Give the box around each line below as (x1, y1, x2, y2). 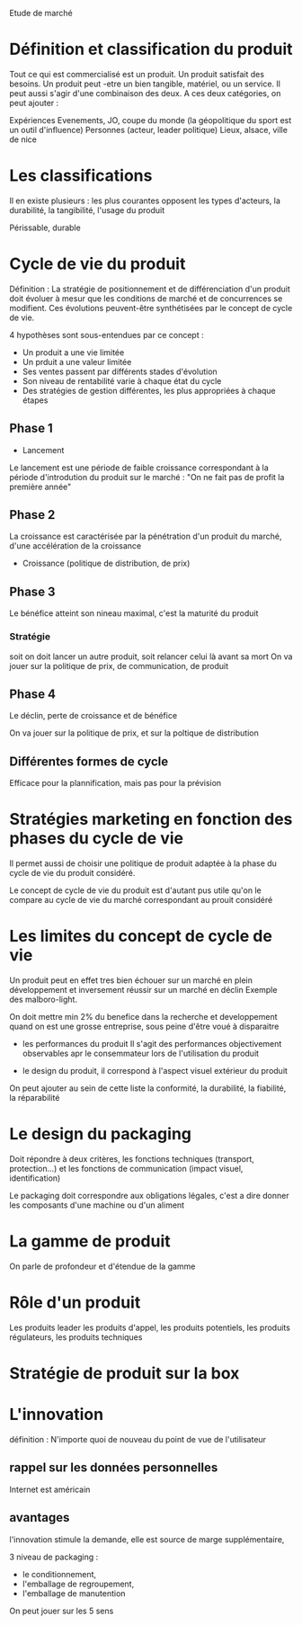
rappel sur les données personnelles (9, 1460, 218, 1476)
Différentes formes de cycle (9, 754, 169, 769)
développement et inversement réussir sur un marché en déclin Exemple (9, 985, 278, 996)
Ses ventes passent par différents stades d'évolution (22, 366, 218, 377)
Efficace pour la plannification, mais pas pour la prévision (9, 778, 222, 789)
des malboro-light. (9, 994, 78, 1005)
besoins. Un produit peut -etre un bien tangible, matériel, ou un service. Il (9, 78, 281, 89)
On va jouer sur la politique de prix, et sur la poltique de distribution (9, 728, 259, 738)
